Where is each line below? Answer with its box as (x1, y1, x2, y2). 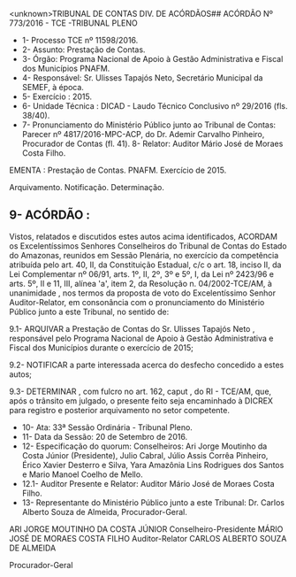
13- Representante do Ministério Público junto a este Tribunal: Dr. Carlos (21, 496, 285, 508)
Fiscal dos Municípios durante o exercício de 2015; (9, 342, 194, 353)
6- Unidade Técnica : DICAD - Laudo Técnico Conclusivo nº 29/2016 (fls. (21, 101, 288, 111)
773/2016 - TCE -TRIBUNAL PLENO (9, 18, 139, 28)
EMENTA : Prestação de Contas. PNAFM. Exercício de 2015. (9, 165, 227, 175)
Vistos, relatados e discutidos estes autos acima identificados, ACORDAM (9, 231, 278, 242)
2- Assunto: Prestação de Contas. (21, 44, 146, 55)
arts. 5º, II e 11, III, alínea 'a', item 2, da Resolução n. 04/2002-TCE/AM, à (9, 278, 272, 288)
